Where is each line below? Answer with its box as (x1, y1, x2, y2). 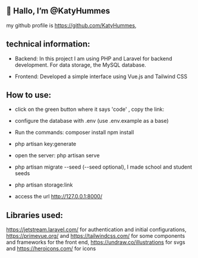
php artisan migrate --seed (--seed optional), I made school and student (14, 163, 192, 170)
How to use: (6, 90, 52, 100)
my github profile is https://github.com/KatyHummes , (6, 21, 137, 29)
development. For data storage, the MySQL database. (14, 61, 147, 69)
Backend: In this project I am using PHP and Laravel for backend (14, 55, 172, 62)
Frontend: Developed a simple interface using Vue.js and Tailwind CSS (14, 73, 187, 80)
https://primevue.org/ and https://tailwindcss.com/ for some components (6, 232, 186, 240)
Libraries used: (6, 210, 64, 220)
